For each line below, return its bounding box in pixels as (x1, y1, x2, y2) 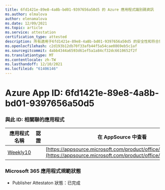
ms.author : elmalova (5, 12, 48, 17)
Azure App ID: (5, 88, 63, 98)
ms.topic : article (5, 25, 43, 30)
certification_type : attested (5, 35, 67, 40)
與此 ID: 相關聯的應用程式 (5, 116, 65, 123)
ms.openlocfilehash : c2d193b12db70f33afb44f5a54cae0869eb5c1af (5, 44, 137, 48)
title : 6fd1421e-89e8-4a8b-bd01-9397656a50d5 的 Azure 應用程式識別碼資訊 (5, 7, 154, 12)
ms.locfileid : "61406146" (5, 67, 58, 71)
